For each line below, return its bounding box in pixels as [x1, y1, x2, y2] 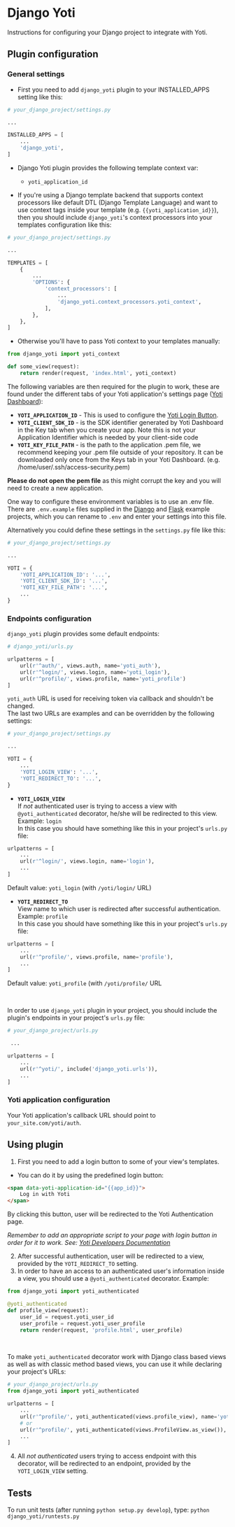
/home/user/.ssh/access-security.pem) [17, 463, 131, 471]
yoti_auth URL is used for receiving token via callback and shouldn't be [7, 694, 214, 703]
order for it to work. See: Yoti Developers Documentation [7, 1239, 171, 1247]
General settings [7, 69, 65, 79]
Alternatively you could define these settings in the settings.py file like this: [7, 526, 226, 534]
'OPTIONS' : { [32, 279, 71, 286]
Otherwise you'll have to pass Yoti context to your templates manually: [17, 337, 220, 346]
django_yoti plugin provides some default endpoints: [7, 630, 159, 638]
